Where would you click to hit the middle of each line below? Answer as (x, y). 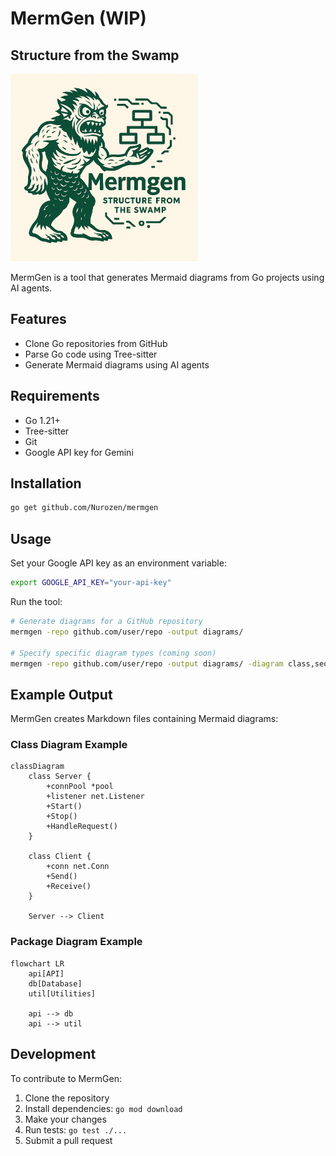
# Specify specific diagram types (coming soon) (113, 653)
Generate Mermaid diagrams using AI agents (117, 364)
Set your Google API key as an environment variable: (118, 563)
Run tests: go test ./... (76, 1129)
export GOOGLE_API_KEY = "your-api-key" (91, 583)
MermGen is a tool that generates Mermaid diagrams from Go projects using (167, 277)
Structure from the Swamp (95, 55)
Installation (46, 483)
